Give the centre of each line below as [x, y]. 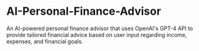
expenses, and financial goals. [45, 41]
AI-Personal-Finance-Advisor [84, 11]
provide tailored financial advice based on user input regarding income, [97, 34]
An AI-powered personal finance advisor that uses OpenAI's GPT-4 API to [100, 28]
